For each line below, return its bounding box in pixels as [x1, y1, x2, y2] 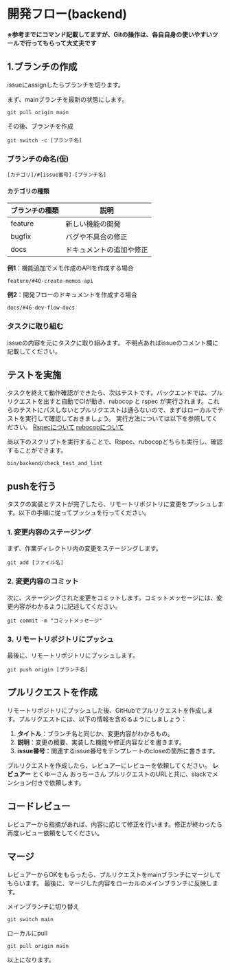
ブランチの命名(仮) [7, 154, 69, 164]
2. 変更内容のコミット [7, 576, 79, 586]
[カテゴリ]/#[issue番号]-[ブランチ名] [7, 171, 107, 179]
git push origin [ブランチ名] [7, 667, 89, 673]
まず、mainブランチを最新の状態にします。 [7, 95, 128, 103]
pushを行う [7, 480, 57, 492]
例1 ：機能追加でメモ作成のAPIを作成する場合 [7, 264, 134, 272]
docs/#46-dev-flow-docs [7, 304, 76, 312]
